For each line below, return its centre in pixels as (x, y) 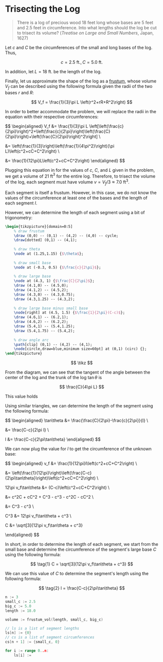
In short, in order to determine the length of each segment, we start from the (82, 544)
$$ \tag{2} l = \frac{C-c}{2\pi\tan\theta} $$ (82, 588)
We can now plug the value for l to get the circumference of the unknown (78, 449)
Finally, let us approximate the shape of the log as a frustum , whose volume (81, 81)
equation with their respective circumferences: (52, 117)
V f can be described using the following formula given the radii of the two (79, 87)
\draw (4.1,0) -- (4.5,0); (41, 286)
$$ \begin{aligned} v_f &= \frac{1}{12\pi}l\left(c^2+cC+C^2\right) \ (71, 463)
